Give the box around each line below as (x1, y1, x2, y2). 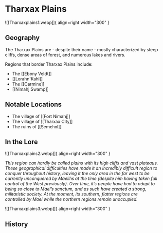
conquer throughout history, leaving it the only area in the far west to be (5, 171, 150, 176)
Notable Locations (5, 100, 62, 109)
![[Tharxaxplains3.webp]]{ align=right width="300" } (5, 206, 110, 212)
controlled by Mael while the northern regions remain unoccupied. (5, 196, 138, 202)
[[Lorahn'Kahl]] (12, 76, 43, 81)
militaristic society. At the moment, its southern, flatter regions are (5, 191, 138, 197)
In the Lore (5, 137, 38, 146)
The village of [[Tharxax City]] (12, 118, 73, 124)
